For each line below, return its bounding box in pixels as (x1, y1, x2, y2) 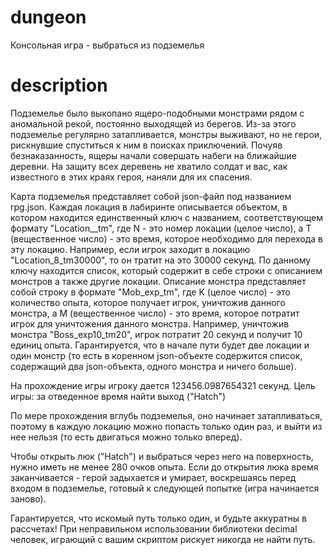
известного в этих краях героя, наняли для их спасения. (10, 171, 253, 183)
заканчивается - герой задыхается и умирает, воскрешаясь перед (10, 471, 297, 483)
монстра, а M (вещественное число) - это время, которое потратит (10, 307, 300, 319)
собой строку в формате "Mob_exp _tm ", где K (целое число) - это (10, 286, 291, 298)
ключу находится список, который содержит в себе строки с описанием (10, 264, 323, 276)
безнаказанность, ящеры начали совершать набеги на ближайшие (10, 149, 297, 161)
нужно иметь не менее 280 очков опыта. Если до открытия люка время (10, 461, 319, 473)
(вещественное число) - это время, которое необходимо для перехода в (10, 232, 324, 245)
